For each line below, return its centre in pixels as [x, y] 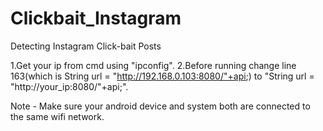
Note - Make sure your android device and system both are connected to [160, 106]
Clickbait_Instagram [96, 18]
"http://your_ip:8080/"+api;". [69, 86]
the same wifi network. [57, 116]
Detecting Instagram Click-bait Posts [86, 46]
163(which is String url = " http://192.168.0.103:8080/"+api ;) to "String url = [162, 76]
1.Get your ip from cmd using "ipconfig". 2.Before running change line [153, 65]
